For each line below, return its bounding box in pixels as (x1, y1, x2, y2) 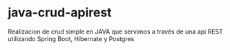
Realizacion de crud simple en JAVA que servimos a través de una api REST (8, 27, 224, 36)
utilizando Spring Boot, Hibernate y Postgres (8, 34, 135, 42)
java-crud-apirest (8, 5, 113, 21)
